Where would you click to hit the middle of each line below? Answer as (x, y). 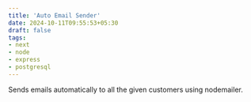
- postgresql (30, 67)
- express (25, 60)
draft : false (30, 30)
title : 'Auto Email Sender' (55, 15)
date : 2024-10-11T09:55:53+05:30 (63, 23)
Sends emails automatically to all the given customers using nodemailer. (125, 89)
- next (19, 45)
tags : (17, 38)
